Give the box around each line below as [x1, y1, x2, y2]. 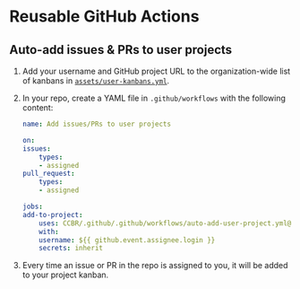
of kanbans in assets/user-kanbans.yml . [21, 75, 170, 86]
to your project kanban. [21, 269, 109, 280]
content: [21, 102, 54, 113]
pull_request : [21, 169, 75, 179]
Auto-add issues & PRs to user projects [9, 42, 233, 57]
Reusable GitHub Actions [9, 6, 200, 27]
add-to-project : [21, 210, 83, 219]
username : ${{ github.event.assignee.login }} [39, 235, 216, 244]
